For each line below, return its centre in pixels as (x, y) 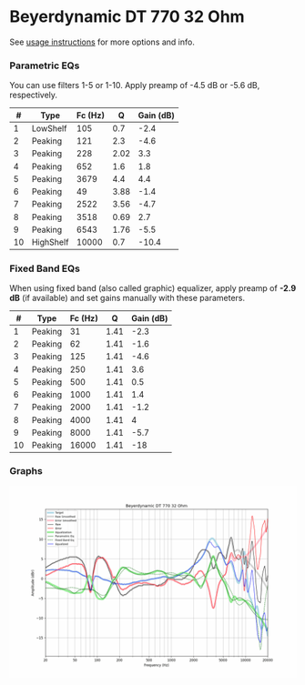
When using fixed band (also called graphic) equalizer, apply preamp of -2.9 (153, 288)
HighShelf (50, 242)
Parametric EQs (45, 65)
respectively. (33, 95)
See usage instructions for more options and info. (102, 42)
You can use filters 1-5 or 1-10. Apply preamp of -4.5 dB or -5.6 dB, (135, 86)
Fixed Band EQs (45, 268)
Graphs (26, 471)
